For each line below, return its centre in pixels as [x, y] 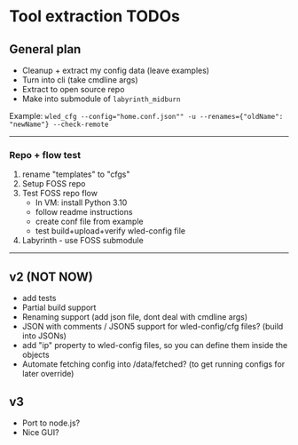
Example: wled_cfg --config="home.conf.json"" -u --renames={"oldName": [146, 116]
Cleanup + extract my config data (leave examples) [116, 70]
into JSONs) [44, 336]
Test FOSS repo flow [59, 194]
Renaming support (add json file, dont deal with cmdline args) [135, 317]
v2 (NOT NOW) [51, 277]
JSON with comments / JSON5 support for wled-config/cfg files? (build [153, 327]
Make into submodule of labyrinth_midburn [101, 99]
